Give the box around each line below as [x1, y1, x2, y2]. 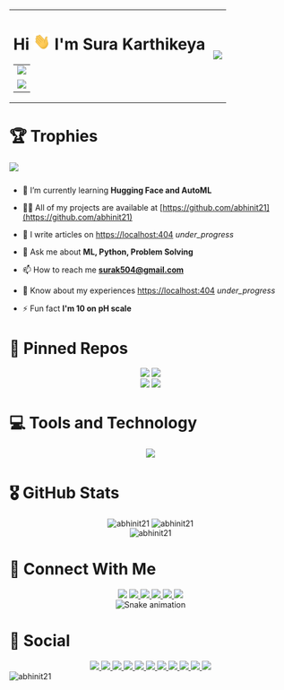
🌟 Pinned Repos [9, 338, 128, 358]
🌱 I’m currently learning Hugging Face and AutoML [22, 185, 212, 196]
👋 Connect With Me [9, 559, 157, 580]
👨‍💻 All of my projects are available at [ [22, 203, 163, 213]
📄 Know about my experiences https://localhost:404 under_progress [22, 285, 276, 296]
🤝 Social [9, 631, 71, 651]
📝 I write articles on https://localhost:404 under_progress [22, 229, 235, 240]
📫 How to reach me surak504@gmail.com [22, 264, 185, 275]
